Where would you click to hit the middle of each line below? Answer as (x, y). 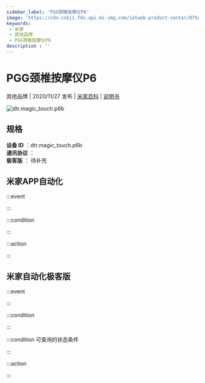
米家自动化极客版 (38, 276)
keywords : (19, 23)
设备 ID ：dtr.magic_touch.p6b (44, 145)
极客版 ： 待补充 (27, 160)
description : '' (28, 46)
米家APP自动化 (34, 182)
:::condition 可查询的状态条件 (43, 340)
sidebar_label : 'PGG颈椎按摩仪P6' (48, 12)
